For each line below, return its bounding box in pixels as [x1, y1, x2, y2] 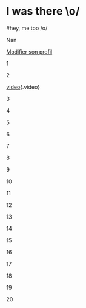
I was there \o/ [6, 4, 80, 18]
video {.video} [6, 83, 41, 91]
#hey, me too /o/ [6, 24, 48, 32]
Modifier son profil [6, 47, 53, 55]
